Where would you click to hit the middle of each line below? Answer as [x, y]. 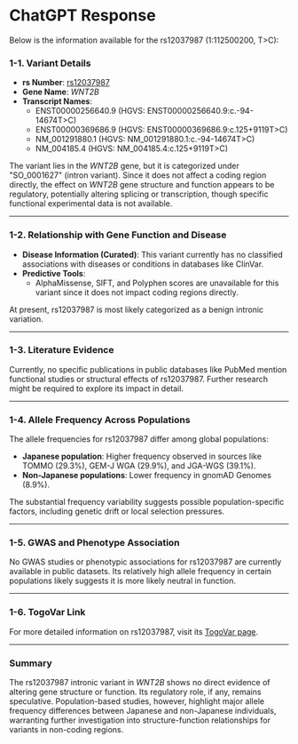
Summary [31, 663]
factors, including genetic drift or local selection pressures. [117, 511]
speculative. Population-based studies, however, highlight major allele [137, 701]
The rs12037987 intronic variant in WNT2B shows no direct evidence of [140, 683]
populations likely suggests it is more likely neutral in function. [123, 581]
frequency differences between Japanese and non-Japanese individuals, [143, 711]
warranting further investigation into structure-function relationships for [140, 720]
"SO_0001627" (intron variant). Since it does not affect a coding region [138, 175]
